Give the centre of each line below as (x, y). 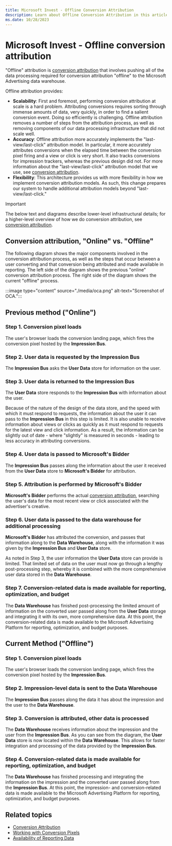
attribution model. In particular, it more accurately (99, 145)
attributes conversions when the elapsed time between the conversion (87, 150)
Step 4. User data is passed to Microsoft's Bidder (67, 454)
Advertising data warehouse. (36, 81)
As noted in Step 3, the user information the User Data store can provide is (84, 558)
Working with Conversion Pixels (46, 832)
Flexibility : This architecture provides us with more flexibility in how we (88, 177)
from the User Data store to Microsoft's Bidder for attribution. (71, 471)
